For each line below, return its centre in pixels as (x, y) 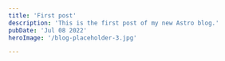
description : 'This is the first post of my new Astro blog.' (114, 23)
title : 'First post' (43, 15)
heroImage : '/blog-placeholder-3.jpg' (73, 38)
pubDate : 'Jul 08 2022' (48, 30)
